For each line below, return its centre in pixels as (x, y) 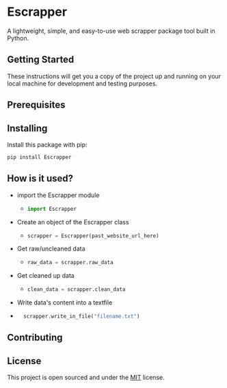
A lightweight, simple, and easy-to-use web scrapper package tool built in (111, 31)
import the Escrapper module (58, 195)
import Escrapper (52, 209)
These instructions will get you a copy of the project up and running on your (114, 76)
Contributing (35, 338)
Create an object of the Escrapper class (73, 222)
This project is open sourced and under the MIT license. (86, 378)
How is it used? (40, 179)
